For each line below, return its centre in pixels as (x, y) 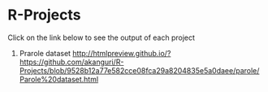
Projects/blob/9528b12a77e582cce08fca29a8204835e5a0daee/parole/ (139, 70)
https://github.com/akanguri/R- (71, 62)
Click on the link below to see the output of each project (102, 37)
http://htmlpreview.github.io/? (121, 53)
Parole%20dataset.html (59, 79)
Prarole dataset (45, 53)
